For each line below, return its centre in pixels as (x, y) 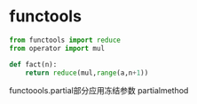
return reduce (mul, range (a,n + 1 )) (87, 73)
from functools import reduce (65, 40)
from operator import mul (57, 48)
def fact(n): (33, 64)
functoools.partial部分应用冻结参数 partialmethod (99, 91)
